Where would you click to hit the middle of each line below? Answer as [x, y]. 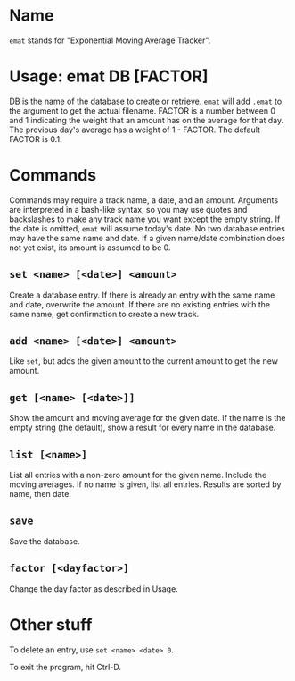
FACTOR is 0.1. [36, 139]
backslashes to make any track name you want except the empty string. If [145, 219]
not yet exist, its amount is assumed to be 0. [90, 248]
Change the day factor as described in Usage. [94, 589]
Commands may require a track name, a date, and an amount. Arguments [144, 200]
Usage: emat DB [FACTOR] [109, 76]
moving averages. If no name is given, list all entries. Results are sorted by [145, 484]
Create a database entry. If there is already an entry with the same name [142, 295]
